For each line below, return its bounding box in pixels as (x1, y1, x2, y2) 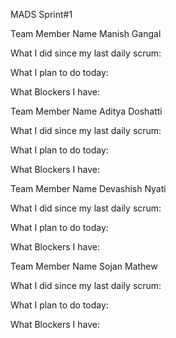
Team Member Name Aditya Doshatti (10, 105, 163, 117)
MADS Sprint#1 (10, 9, 73, 20)
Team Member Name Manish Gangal (10, 28, 162, 39)
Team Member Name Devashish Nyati (10, 183, 167, 194)
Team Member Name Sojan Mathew (10, 260, 158, 272)
